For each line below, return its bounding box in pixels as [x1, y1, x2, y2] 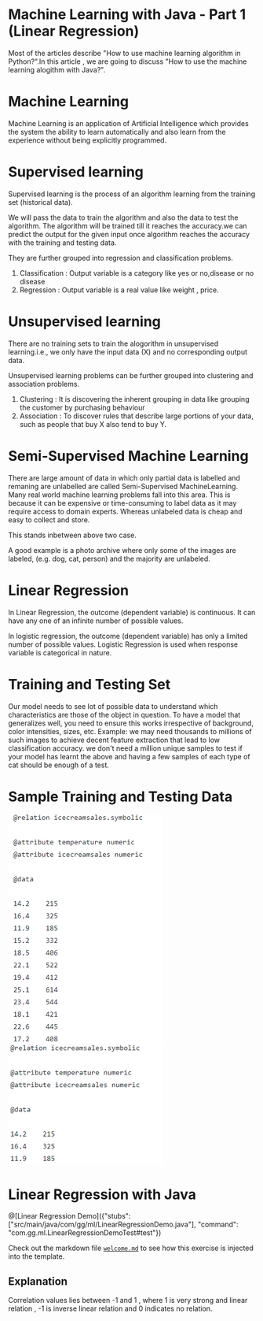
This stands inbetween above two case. [8, 530, 137, 540]
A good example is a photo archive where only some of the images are [8, 545, 237, 555]
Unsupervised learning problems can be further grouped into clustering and [8, 370, 254, 380]
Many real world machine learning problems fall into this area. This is [8, 490, 231, 499]
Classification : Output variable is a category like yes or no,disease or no [19, 268, 254, 277]
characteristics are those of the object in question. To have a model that [8, 710, 241, 719]
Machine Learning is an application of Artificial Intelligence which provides [8, 118, 249, 128]
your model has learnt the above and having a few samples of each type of [8, 751, 251, 761]
